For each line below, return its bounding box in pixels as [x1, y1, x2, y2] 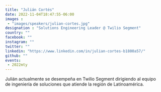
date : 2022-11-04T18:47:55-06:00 [5, 12, 75, 17]
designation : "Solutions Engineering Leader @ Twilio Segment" [5, 26, 141, 31]
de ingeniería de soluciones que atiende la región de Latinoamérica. [5, 81, 144, 87]
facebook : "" [5, 35, 32, 40]
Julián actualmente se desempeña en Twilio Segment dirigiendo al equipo [5, 76, 157, 82]
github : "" [5, 53, 28, 58]
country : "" [5, 30, 30, 35]
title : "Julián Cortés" [5, 7, 55, 12]
